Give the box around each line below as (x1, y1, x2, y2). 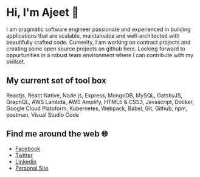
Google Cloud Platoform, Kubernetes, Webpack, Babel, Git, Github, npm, (6, 105, 188, 112)
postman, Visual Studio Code (6, 111, 79, 118)
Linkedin (15, 158, 37, 165)
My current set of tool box (6, 75, 106, 86)
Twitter (15, 151, 33, 159)
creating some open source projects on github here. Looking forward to (6, 45, 185, 52)
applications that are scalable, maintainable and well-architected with (6, 32, 180, 39)
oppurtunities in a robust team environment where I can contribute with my (6, 51, 194, 58)
